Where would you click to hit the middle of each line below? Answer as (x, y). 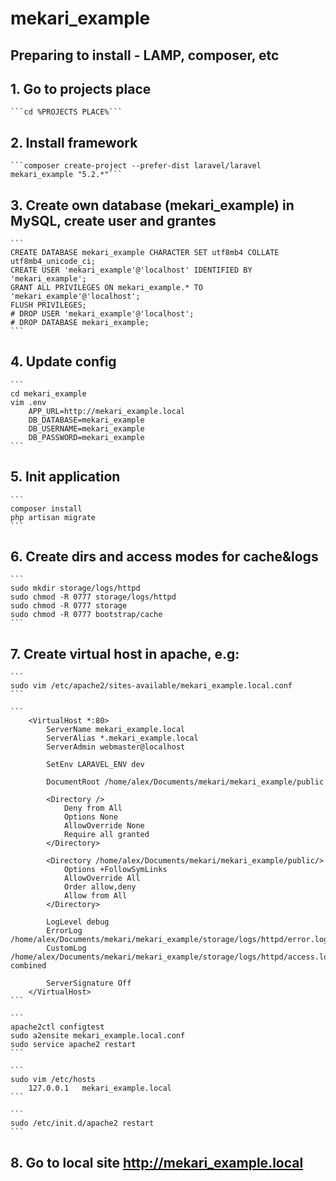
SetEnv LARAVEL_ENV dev (95, 765)
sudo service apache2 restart (73, 1045)
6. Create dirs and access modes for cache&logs (164, 557)
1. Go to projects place (81, 88)
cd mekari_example (48, 393)
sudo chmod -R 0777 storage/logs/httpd (93, 597)
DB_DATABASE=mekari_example (86, 420)
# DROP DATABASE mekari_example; (80, 323)
